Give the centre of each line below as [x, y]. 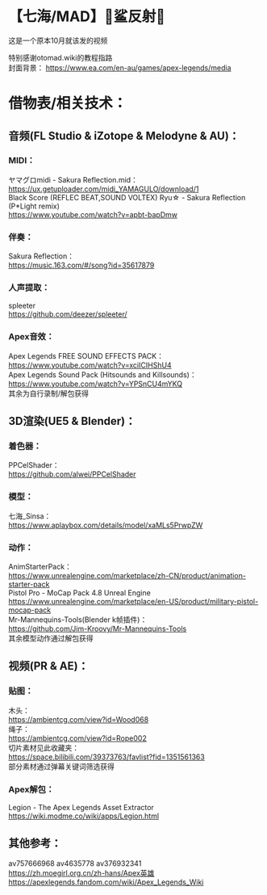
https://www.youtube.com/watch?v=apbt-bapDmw [93, 214]
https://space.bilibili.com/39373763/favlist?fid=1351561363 [107, 757]
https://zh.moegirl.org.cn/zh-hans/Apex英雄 [81, 872]
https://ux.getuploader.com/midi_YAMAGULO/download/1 [104, 189]
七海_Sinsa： [30, 516]
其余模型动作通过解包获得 [51, 638]
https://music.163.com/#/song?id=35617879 [81, 265]
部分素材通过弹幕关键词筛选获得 [61, 766]
